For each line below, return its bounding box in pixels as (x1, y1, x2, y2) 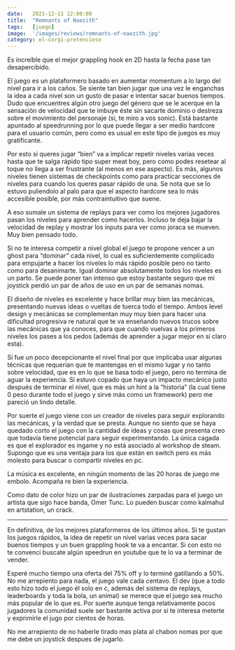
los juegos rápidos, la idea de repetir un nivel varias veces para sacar (7, 534, 207, 542)
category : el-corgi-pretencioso (7, 36, 101, 43)
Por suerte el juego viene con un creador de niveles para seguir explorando (7, 412, 225, 420)
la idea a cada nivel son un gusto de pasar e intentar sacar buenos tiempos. (7, 92, 225, 100)
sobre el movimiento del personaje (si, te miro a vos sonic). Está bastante (7, 114, 218, 123)
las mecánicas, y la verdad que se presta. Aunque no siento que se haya (7, 419, 216, 428)
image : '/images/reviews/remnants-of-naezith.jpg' (7, 29, 161, 37)
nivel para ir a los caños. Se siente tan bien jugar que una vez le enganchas (7, 84, 225, 93)
